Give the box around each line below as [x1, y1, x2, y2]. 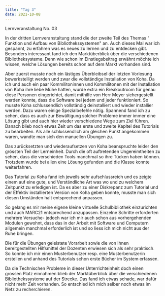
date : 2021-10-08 [5, 12, 41, 17]
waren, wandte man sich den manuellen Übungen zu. [5, 134, 113, 140]
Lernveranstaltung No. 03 [5, 25, 58, 31]
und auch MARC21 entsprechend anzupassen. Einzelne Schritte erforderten [5, 209, 159, 215]
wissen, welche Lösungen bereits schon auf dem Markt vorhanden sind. [5, 61, 152, 67]
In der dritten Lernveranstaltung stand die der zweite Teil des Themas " [5, 35, 150, 41]
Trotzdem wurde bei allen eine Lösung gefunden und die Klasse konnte [5, 159, 150, 165]
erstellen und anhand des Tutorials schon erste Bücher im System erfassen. [5, 256, 159, 261]
